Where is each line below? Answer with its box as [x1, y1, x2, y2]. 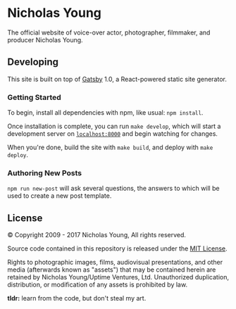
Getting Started [7, 92, 61, 102]
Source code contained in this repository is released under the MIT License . [7, 244, 228, 253]
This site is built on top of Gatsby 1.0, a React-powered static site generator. [7, 75, 227, 83]
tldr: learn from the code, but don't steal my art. [7, 294, 147, 303]
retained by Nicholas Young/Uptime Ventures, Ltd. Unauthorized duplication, [7, 273, 230, 282]
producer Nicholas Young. [7, 35, 83, 44]
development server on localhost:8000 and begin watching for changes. [7, 130, 218, 138]
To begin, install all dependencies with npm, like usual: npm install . [7, 108, 204, 117]
